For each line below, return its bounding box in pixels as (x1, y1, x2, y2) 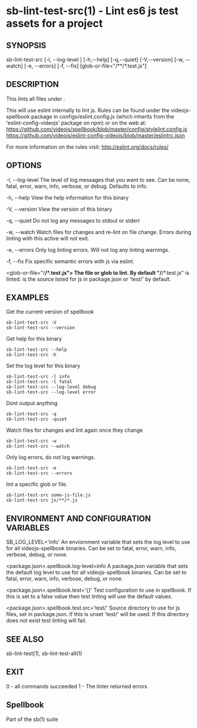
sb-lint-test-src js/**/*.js (6, 498, 78, 503)
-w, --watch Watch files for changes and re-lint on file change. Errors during (6, 228, 192, 235)
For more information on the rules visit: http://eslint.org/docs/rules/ (6, 143, 169, 150)
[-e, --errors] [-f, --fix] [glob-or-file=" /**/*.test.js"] (24, 62, 147, 69)
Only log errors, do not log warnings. (6, 454, 96, 461)
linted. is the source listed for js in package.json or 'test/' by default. (6, 275, 172, 283)
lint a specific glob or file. (6, 481, 68, 488)
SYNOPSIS (6, 40, 47, 50)
